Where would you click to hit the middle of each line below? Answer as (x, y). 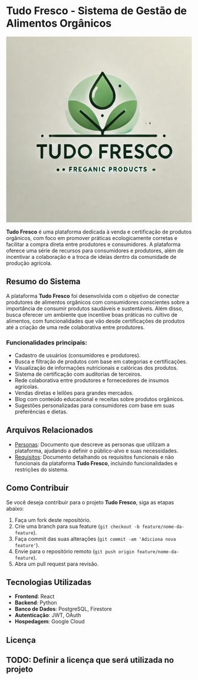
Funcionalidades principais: (47, 342)
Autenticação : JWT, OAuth (48, 615)
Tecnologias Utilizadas (49, 582)
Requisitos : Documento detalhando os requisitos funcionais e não (94, 457)
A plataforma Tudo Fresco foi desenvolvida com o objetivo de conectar (93, 295)
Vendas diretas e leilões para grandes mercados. (74, 393)
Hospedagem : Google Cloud (49, 622)
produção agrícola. (29, 263)
